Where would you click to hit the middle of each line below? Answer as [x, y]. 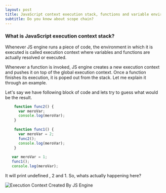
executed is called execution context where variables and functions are [78, 52]
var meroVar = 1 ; [30, 157]
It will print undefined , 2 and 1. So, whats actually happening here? [73, 175]
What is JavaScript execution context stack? [60, 36]
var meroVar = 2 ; [36, 134]
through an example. [26, 82]
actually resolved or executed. [36, 57]
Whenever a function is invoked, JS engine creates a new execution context [82, 67]
